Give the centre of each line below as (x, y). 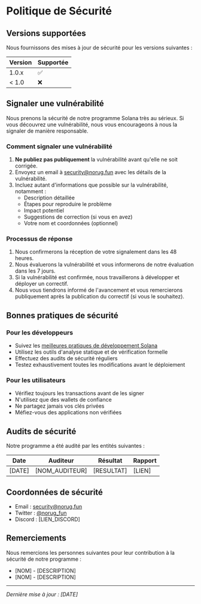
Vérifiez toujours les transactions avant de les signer (80, 393)
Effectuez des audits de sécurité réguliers (66, 358)
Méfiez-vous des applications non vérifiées (68, 412)
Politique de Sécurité (59, 11)
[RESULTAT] (110, 471)
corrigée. (26, 166)
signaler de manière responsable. (47, 131)
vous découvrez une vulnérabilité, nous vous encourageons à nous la (92, 124)
